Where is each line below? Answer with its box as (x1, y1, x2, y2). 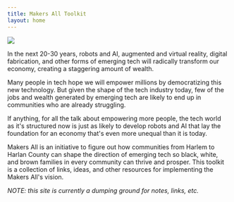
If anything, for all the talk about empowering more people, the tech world (7, 114, 221, 122)
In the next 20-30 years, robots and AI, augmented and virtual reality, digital (7, 49, 228, 58)
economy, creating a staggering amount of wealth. (7, 64, 154, 72)
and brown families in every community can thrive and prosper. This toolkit (7, 158, 224, 166)
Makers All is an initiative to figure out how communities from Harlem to (7, 142, 215, 151)
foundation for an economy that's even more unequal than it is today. (7, 129, 208, 137)
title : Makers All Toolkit (7, 10, 87, 18)
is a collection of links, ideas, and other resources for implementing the (7, 165, 214, 173)
